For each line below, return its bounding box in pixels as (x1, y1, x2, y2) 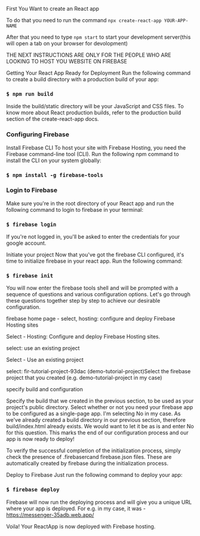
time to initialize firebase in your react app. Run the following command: (6, 257, 183, 265)
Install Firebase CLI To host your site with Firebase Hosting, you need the (6, 144, 186, 151)
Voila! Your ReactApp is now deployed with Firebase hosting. (6, 523, 156, 530)
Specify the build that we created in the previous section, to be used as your (6, 397, 194, 404)
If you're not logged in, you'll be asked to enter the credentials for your (6, 233, 180, 240)
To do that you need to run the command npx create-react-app (6, 17, 162, 23)
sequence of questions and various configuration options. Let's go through (6, 291, 191, 298)
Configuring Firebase (6, 130, 70, 139)
